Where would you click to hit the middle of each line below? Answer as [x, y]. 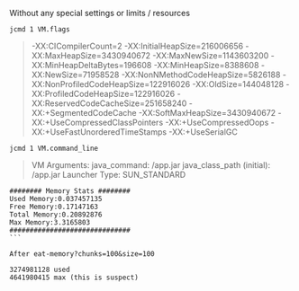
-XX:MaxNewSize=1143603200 [211, 56]
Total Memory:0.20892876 [56, 215]
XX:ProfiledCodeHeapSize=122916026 [103, 94]
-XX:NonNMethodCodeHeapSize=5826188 [201, 75]
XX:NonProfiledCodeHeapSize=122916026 [111, 84]
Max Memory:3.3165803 [50, 223]
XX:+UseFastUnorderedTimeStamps [99, 132]
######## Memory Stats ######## [70, 191]
